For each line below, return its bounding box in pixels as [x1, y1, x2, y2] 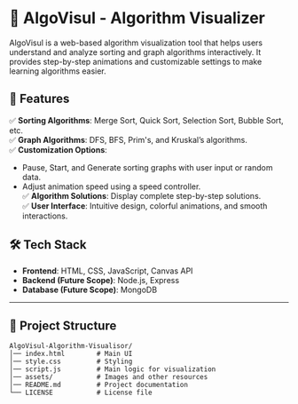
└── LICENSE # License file [9, 388, 153, 398]
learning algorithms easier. [9, 66, 106, 76]
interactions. [21, 210, 68, 221]
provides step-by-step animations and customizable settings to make [9, 56, 263, 67]
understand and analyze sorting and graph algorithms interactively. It [9, 46, 262, 57]
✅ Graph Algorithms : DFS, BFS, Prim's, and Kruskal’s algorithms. [9, 134, 248, 145]
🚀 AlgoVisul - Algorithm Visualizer [9, 8, 266, 28]
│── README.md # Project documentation [9, 381, 189, 390]
